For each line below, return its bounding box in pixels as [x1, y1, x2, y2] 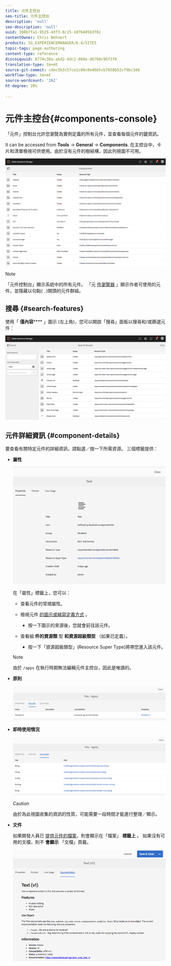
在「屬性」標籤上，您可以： [12, 590, 71, 596]
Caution [12, 801, 30, 807]
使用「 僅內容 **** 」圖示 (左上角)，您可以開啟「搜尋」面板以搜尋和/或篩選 [5, 318, 161, 324]
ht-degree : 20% [5, 84, 38, 89]
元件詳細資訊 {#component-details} [5, 431, 120, 440]
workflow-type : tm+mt [5, 73, 51, 78]
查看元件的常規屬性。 [20, 600, 65, 606]
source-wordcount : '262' [5, 78, 58, 84]
